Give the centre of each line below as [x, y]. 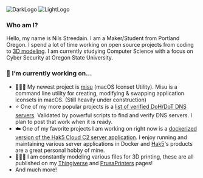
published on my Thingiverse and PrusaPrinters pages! [84, 163]
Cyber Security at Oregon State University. [60, 58]
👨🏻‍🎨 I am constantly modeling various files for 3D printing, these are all [104, 156]
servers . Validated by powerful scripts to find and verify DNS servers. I [104, 115]
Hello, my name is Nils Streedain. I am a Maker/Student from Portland [93, 38]
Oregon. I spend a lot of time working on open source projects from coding [100, 45]
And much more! [36, 169]
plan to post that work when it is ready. [64, 122]
